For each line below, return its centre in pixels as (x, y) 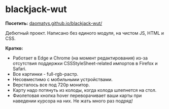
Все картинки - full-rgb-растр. (45, 74)
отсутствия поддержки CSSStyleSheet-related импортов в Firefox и (85, 63)
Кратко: (14, 48)
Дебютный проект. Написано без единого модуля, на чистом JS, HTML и (84, 33)
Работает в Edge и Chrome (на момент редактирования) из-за (80, 58)
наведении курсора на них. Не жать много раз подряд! (73, 101)
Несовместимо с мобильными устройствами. (63, 79)
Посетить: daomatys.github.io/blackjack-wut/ (54, 23)
